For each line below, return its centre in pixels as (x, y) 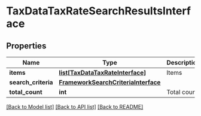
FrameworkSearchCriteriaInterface (110, 82)
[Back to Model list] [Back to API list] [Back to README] (75, 107)
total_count (26, 92)
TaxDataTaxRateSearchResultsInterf (99, 11)
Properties (26, 46)
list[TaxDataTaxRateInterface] (103, 73)
